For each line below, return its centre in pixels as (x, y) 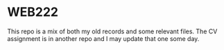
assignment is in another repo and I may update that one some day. (103, 38)
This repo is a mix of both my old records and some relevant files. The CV (112, 31)
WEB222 (33, 12)
